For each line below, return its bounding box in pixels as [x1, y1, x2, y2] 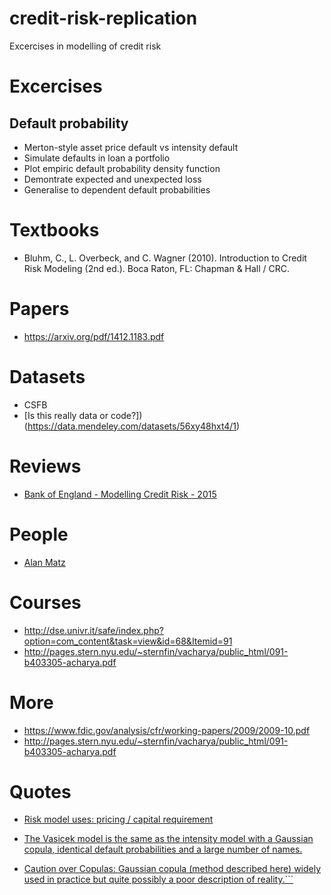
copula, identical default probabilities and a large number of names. [23, 843, 303, 856]
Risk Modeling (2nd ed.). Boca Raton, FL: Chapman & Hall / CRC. [23, 262, 291, 274]
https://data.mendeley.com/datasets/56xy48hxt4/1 [27, 420, 237, 432]
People [9, 523, 69, 546]
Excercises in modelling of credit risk [9, 40, 162, 52]
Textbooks [9, 219, 100, 242]
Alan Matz [23, 556, 66, 568]
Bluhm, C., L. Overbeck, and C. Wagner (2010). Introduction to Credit [23, 252, 307, 264]
